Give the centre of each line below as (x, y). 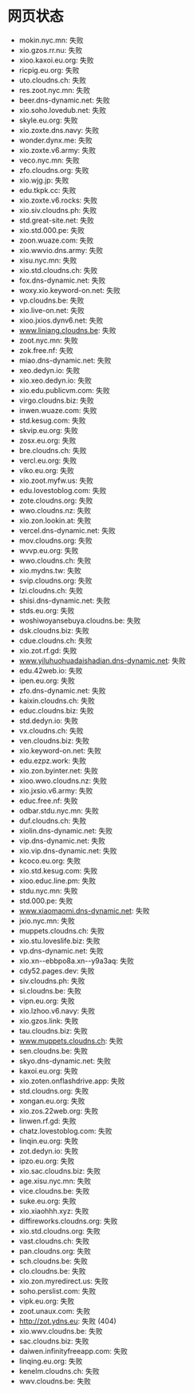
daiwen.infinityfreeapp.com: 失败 (73, 1351)
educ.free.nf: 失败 (48, 801)
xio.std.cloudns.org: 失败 (60, 1230)
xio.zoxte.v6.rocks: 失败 (58, 200)
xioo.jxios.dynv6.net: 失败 (61, 320)
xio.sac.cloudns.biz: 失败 (60, 1170)
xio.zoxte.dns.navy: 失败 (59, 130)
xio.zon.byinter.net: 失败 (59, 770)
